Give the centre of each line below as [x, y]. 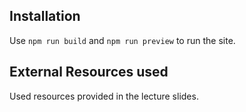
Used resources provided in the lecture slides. [104, 96]
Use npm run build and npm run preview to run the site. [122, 40]
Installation [45, 16]
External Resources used [89, 72]
